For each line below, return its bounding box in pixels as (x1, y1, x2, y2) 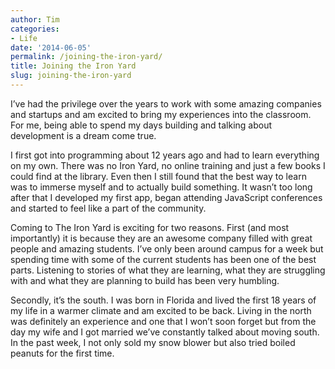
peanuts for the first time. (10, 347, 115, 359)
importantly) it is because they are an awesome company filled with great (10, 232, 313, 244)
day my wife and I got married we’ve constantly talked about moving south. (10, 326, 320, 338)
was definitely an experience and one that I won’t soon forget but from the (10, 315, 317, 327)
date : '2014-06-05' (10, 42, 92, 53)
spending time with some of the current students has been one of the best (10, 253, 317, 265)
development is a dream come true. (10, 129, 157, 141)
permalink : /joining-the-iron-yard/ (10, 52, 163, 62)
